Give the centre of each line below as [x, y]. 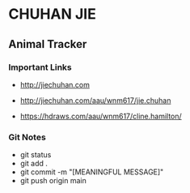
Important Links [40, 67]
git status [36, 155]
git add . [34, 164]
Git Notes [27, 137]
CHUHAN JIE [53, 14]
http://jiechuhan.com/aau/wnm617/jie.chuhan [95, 100]
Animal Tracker [48, 44]
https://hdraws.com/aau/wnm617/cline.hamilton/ [101, 116]
